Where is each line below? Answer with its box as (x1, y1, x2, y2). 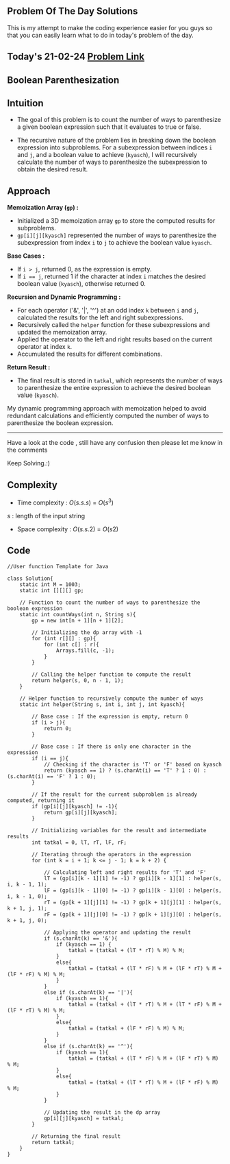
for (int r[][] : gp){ (31, 635, 97, 642)
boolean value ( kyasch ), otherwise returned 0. (16, 280, 146, 288)
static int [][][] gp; (19, 587, 84, 594)
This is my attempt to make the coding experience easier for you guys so (7, 23, 213, 32)
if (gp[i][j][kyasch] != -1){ (31, 803, 118, 810)
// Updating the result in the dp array (43, 1108, 161, 1116)
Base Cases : (7, 252, 45, 260)
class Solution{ (7, 575, 53, 582)
